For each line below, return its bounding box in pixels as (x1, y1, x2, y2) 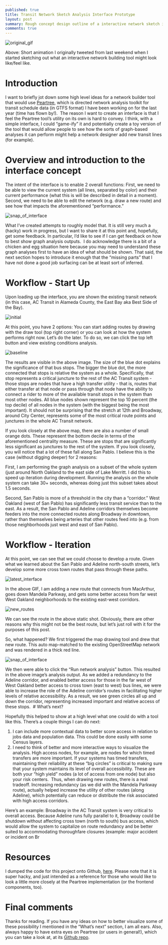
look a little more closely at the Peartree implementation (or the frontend (5, 878, 154, 885)
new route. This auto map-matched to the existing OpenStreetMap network (5, 641, 160, 647)
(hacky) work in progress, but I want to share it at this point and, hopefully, (5, 228, 158, 234)
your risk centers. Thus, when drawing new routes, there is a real (12, 776, 148, 782)
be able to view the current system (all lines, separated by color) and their (5, 187, 157, 193)
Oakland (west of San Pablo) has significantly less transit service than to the (5, 500, 162, 506)
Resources (5, 852, 51, 863)
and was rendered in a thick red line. (5, 647, 80, 653)
